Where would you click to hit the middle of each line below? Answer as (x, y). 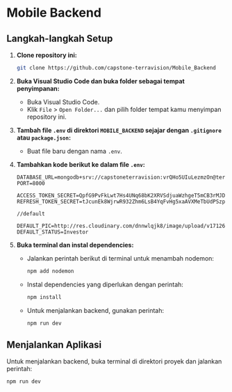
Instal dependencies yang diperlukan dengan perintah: (105, 284)
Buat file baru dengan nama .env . (75, 151)
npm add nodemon (50, 271)
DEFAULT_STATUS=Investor (52, 232)
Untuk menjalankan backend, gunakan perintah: (96, 310)
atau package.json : (43, 138)
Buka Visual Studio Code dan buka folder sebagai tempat (100, 81)
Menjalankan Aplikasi (54, 344)
